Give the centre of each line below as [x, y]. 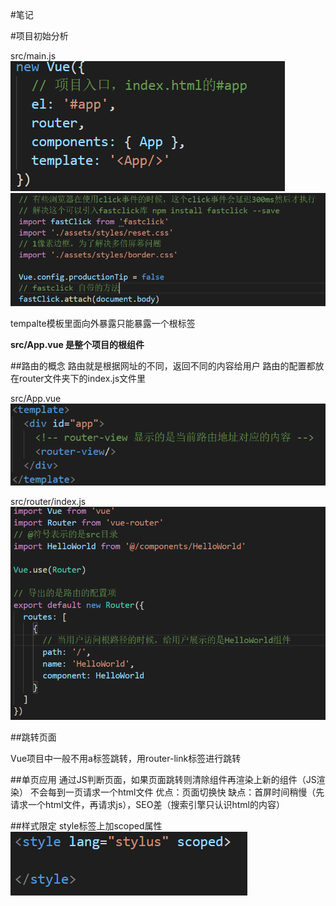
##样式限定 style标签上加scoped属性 [86, 825]
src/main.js [33, 56]
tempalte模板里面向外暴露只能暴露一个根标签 [103, 323]
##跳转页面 [33, 737]
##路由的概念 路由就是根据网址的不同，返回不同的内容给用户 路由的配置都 [163, 365]
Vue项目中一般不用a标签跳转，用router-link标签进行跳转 [126, 758]
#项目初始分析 [39, 36]
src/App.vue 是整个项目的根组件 [77, 344]
